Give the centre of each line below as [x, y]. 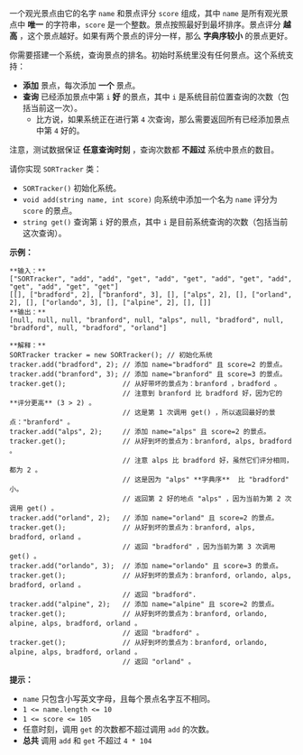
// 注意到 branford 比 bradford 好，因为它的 [202, 393]
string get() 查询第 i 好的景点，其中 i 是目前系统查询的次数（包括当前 [155, 222]
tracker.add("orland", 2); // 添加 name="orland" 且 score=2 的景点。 [144, 518]
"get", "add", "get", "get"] [64, 287]
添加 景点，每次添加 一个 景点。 [81, 85]
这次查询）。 [44, 233]
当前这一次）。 [56, 108]
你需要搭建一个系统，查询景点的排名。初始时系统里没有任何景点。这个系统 [147, 55]
